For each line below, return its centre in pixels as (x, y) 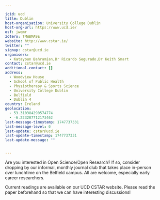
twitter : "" (17, 46)
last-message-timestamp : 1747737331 (42, 122)
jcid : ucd (15, 14)
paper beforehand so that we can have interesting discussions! (68, 192)
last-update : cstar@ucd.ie (32, 131)
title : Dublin (19, 18)
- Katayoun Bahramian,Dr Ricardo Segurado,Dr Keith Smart (69, 59)
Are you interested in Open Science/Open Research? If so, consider (72, 162)
